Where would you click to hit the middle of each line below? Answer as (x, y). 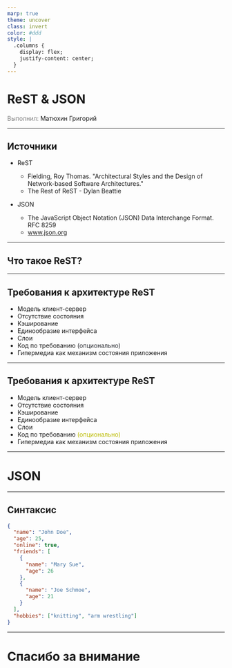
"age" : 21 (39, 597)
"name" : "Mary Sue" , (55, 564)
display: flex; (41, 53)
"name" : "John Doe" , (43, 533)
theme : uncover (29, 20)
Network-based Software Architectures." (85, 184)
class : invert (28, 26)
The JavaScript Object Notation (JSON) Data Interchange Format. (120, 218)
